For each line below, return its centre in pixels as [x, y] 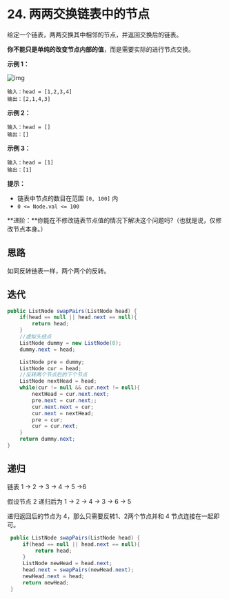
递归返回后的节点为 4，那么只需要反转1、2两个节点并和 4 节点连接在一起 [110, 516]
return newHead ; [46, 582]
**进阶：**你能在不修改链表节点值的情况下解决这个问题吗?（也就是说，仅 [111, 220]
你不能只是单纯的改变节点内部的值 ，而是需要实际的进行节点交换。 [101, 49]
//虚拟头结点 [36, 337]
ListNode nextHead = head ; [58, 381]
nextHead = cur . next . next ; [71, 394]
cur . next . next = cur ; [63, 407]
